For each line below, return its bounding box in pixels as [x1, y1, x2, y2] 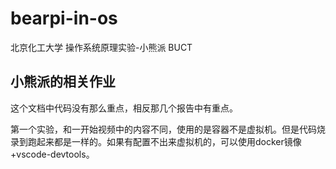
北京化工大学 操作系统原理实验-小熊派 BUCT [10, 41, 193, 53]
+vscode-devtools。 [10, 148, 95, 160]
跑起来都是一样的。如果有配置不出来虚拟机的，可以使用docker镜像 [27, 135, 302, 147]
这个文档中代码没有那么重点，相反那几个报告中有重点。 [10, 102, 238, 114]
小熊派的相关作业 [10, 73, 116, 91]
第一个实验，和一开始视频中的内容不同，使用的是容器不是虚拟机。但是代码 [10, 123, 317, 135]
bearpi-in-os [10, 7, 118, 30]
